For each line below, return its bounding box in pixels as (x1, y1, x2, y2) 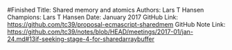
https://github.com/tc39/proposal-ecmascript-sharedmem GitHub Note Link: (7, 21, 226, 28)
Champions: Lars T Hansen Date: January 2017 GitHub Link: (7, 13, 179, 21)
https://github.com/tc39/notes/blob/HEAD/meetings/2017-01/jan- (7, 27, 194, 36)
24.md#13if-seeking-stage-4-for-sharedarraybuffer (7, 35, 154, 43)
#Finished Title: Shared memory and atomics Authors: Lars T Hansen (7, 6, 204, 14)
